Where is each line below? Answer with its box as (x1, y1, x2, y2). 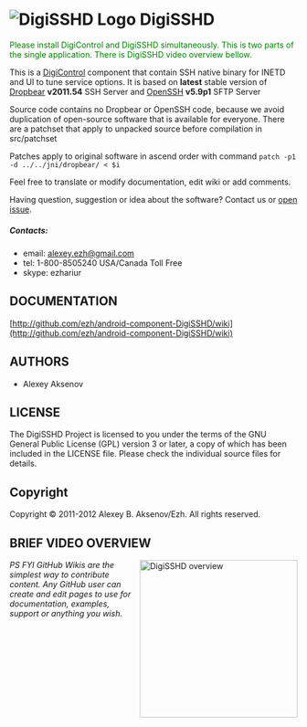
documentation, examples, (9, 598, 110, 609)
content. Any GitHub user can (9, 578, 122, 589)
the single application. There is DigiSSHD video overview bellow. (9, 48, 253, 59)
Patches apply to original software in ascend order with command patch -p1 (9, 151, 297, 162)
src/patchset (9, 132, 58, 143)
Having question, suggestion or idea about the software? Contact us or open (9, 194, 298, 205)
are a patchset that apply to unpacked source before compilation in (9, 123, 262, 134)
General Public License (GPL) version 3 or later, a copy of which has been (9, 438, 288, 449)
